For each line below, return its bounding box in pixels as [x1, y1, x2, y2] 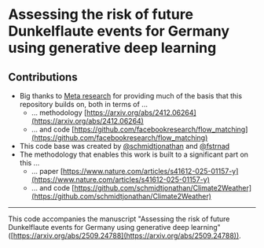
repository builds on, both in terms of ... [19, 100, 148, 109]
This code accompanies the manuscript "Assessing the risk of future [8, 214, 230, 224]
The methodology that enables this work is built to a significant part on [19, 150, 249, 159]
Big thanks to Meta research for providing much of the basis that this [19, 91, 242, 100]
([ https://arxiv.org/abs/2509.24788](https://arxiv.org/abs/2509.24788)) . [8, 231, 241, 240]
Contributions [8, 70, 78, 83]
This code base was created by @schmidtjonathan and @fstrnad [19, 142, 230, 150]
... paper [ [31, 167, 64, 176]
